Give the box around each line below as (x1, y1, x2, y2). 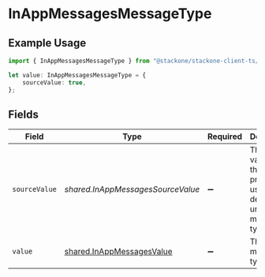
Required (207, 131, 243, 142)
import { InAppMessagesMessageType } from (8, 57, 150, 65)
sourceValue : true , (22, 78, 87, 87)
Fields (8, 107, 39, 121)
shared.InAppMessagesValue (64, 246, 173, 257)
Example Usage (8, 36, 87, 50)
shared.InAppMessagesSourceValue (64, 184, 200, 195)
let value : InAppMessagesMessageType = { (8, 71, 147, 79)
